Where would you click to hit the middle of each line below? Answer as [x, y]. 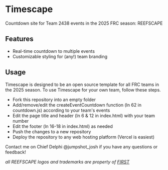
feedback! [16, 152]
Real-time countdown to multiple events [54, 51]
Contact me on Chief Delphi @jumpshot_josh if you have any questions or [81, 146]
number [21, 121]
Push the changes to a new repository [52, 131]
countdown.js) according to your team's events [61, 110]
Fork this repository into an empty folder [54, 100]
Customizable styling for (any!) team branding [60, 56]
